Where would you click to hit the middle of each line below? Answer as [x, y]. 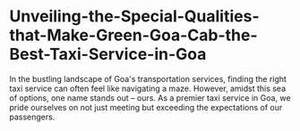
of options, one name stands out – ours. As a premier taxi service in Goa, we [150, 98]
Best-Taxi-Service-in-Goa [108, 54]
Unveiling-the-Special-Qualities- [134, 16]
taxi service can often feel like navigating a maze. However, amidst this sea [148, 88]
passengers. [32, 117]
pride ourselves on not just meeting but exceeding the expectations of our [146, 107]
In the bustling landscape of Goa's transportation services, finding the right [148, 78]
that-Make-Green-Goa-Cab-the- [133, 35]
